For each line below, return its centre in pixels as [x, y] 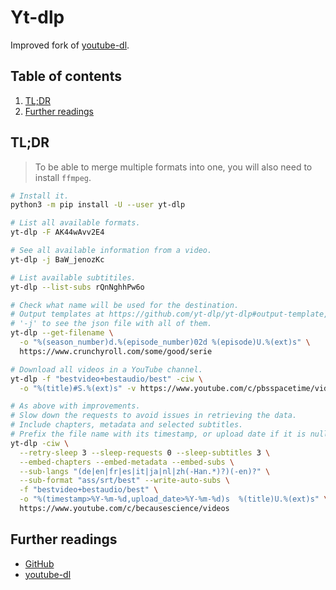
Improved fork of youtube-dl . [70, 45]
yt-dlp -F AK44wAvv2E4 [57, 232]
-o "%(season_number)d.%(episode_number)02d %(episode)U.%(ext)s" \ [165, 342]
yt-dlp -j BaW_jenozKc [57, 259]
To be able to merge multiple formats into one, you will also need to [173, 167]
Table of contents [66, 76]
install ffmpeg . [63, 177]
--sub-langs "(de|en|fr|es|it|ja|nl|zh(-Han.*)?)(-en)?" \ [145, 471]
